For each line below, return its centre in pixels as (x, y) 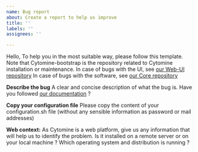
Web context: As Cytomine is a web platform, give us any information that (98, 130)
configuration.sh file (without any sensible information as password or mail (99, 112)
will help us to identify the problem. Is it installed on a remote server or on (97, 136)
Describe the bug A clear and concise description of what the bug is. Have (99, 87)
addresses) (20, 118)
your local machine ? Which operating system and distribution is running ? (98, 142)
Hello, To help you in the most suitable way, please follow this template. (95, 56)
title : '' (19, 23)
